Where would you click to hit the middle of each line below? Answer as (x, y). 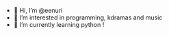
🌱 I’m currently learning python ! (59, 25)
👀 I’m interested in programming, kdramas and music (88, 17)
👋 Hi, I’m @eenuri (38, 10)
